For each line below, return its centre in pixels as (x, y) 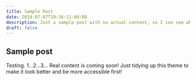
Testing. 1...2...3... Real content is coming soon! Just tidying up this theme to (97, 65)
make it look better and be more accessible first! (64, 72)
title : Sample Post (30, 11)
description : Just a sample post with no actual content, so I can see (95, 22)
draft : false (22, 28)
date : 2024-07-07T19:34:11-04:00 (47, 17)
